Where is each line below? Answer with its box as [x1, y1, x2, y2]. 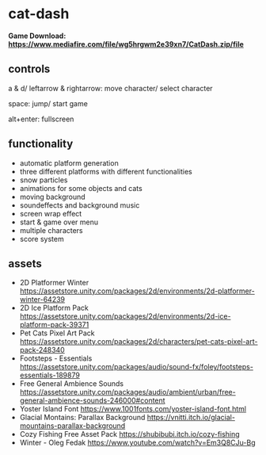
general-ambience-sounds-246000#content [19, 396, 165, 405]
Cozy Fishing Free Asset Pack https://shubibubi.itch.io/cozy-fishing [19, 430, 240, 439]
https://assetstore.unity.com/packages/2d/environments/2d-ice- [19, 312, 231, 321]
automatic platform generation [19, 158, 119, 167]
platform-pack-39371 [19, 320, 89, 330]
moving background [19, 192, 85, 201]
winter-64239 [19, 295, 66, 304]
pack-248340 [19, 346, 65, 355]
